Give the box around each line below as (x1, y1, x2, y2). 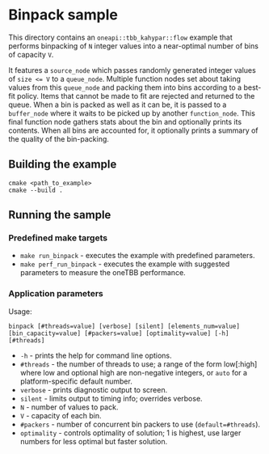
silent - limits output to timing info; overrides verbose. (19, 393, 204, 403)
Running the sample (8, 208, 111, 222)
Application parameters (8, 288, 103, 299)
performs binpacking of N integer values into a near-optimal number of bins (8, 40, 258, 50)
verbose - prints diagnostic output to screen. (19, 384, 168, 394)
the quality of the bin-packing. (8, 134, 109, 143)
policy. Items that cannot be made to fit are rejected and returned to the (17, 91, 255, 100)
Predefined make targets (8, 232, 107, 244)
